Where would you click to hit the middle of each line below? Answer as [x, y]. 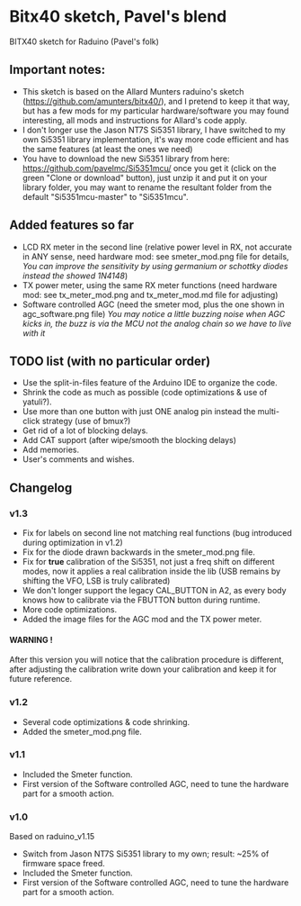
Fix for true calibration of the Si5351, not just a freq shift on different [148, 562]
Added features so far [72, 226]
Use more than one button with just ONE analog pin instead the [139, 412]
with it [34, 333]
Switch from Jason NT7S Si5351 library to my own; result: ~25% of [146, 854]
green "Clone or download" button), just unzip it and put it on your [145, 177]
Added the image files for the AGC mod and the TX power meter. [142, 620]
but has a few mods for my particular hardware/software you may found [155, 111]
